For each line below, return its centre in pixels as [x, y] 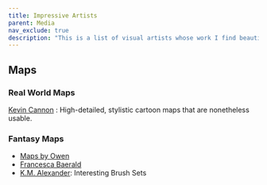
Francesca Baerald [50, 164]
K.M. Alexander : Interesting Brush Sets [83, 173]
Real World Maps [42, 92]
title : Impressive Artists [53, 15]
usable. [20, 118]
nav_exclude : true [39, 30]
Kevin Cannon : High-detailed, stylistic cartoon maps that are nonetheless [129, 110]
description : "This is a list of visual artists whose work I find [122, 38]
